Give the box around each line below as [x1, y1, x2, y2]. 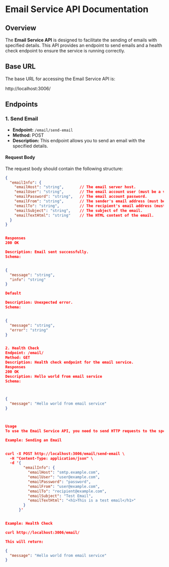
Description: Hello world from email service [5, 374, 102, 379]
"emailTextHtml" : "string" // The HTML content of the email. [14, 213, 154, 218]
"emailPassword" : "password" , [27, 479, 92, 484]
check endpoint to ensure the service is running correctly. [5, 48, 125, 53]
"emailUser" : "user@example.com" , [27, 475, 100, 480]
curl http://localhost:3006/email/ [5, 530, 80, 535]
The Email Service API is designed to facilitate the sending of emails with [5, 37, 157, 43]
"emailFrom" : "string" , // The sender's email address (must [14, 199, 158, 204]
